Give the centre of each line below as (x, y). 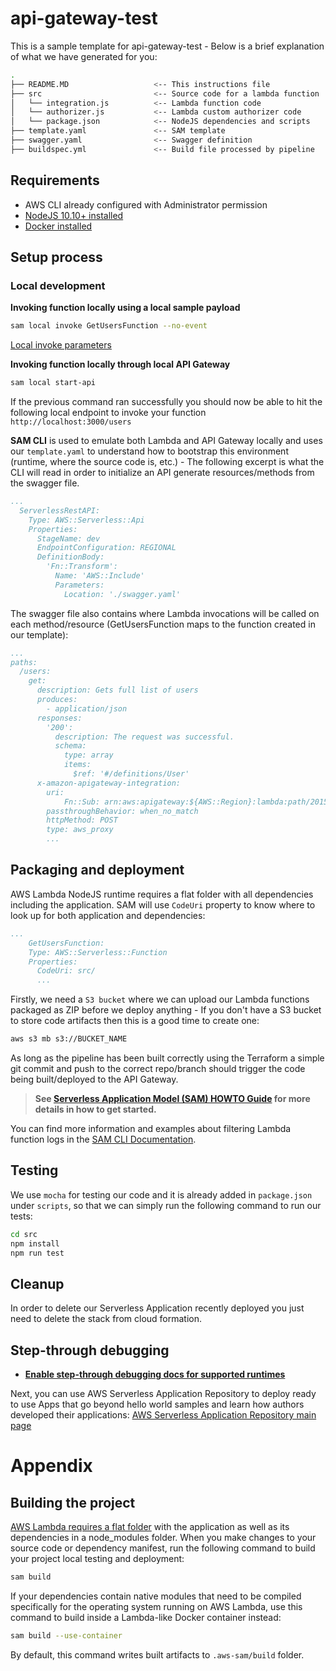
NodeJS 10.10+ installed (74, 215)
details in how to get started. (95, 1109)
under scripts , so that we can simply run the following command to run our (166, 1205)
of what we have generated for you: (84, 56)
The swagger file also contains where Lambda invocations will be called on (165, 613)
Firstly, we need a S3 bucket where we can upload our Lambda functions (160, 999)
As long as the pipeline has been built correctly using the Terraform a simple (167, 1058)
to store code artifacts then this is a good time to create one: (135, 1021)
